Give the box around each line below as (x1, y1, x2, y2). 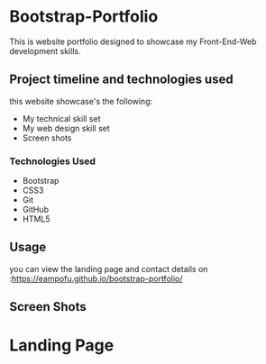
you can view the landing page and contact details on (9, 263, 208, 274)
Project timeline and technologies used (9, 72, 234, 87)
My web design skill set (22, 123, 110, 133)
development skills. (9, 45, 81, 56)
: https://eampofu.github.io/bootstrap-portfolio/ (9, 273, 183, 284)
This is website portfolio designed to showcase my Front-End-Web (9, 36, 257, 47)
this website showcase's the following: (9, 96, 153, 106)
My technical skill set (22, 113, 101, 123)
